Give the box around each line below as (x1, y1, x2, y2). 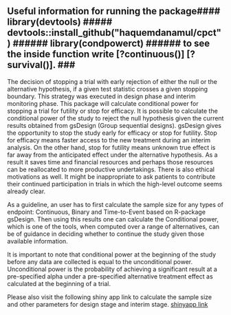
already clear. (7, 187, 46, 195)
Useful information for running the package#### (7, 6, 221, 17)
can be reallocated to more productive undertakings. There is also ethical (7, 165, 215, 173)
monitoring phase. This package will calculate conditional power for (7, 99, 199, 107)
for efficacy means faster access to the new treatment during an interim (7, 135, 211, 144)
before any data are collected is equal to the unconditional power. (7, 257, 193, 265)
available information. (7, 237, 69, 245)
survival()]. (7, 59, 56, 71)
